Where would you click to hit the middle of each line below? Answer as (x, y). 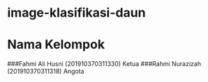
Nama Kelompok (56, 45)
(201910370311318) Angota (46, 72)
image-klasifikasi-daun (76, 13)
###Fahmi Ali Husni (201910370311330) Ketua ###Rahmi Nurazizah (104, 64)
